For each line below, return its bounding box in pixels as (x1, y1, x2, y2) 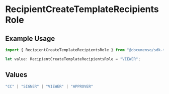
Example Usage (5, 34, 55, 43)
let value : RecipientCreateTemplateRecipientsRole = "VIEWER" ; (5, 56, 141, 61)
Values (5, 70, 28, 79)
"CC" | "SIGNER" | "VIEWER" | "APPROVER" (5, 84, 94, 89)
